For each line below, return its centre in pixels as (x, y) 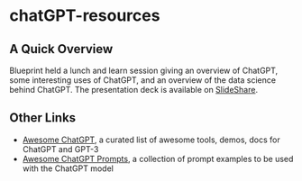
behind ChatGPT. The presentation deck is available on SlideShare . (134, 90)
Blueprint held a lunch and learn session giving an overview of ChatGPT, (144, 70)
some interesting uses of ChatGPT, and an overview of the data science (143, 80)
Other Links (43, 118)
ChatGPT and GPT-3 (60, 149)
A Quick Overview (61, 49)
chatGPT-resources (85, 16)
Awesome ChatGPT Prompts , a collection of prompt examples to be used (158, 158)
